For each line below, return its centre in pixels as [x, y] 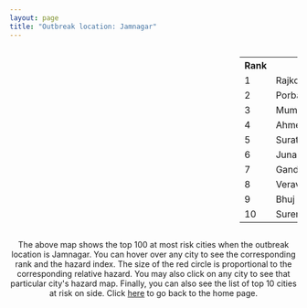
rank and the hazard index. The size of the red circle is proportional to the [153, 264]
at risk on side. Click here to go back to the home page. [153, 292]
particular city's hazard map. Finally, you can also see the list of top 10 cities [153, 283]
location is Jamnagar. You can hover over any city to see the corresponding [153, 254]
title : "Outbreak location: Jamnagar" [83, 27]
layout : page [34, 18]
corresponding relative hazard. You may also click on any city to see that [153, 273]
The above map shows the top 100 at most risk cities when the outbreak [153, 244]
